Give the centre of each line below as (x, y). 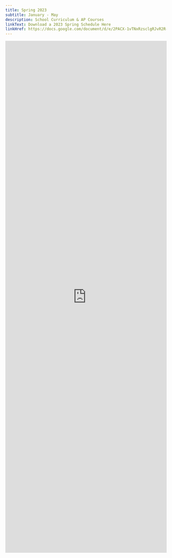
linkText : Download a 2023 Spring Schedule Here (58, 24)
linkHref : (16, 29)
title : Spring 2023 (26, 10)
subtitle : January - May (32, 15)
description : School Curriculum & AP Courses (55, 19)
